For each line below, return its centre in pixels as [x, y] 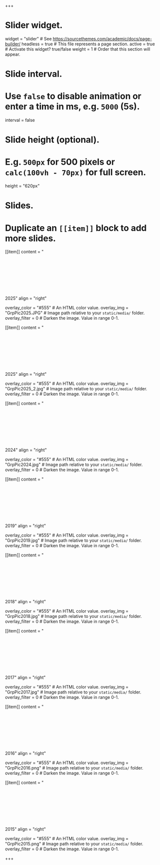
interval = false [20, 120]
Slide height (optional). [52, 140]
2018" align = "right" [26, 602]
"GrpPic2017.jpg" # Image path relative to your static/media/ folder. [73, 692]
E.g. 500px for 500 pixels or [60, 162]
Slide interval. [34, 74]
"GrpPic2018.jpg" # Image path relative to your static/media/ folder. [73, 616]
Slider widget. [34, 25]
